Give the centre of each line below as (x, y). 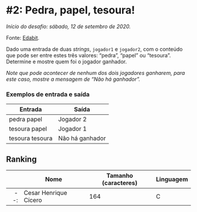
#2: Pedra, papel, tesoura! (71, 10)
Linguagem (172, 179)
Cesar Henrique (45, 193)
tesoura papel (28, 129)
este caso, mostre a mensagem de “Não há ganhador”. (73, 79)
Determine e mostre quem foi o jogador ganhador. (67, 61)
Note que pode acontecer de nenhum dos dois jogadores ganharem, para (96, 73)
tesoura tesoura (31, 138)
